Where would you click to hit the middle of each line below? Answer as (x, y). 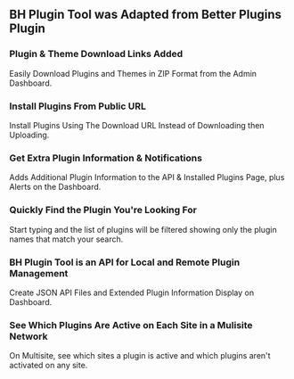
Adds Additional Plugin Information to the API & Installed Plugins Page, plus (147, 177)
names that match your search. (66, 239)
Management (39, 273)
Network (29, 336)
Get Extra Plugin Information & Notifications (106, 158)
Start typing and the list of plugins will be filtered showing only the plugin (143, 229)
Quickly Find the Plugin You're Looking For (103, 210)
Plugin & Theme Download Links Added (96, 54)
